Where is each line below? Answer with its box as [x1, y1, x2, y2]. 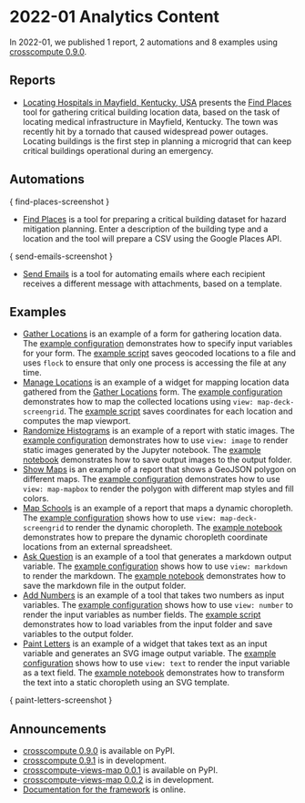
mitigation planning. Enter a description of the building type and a [22, 223, 269, 234]
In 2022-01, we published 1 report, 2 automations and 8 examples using [9, 36, 278, 47]
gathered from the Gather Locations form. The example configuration [22, 386, 283, 397]
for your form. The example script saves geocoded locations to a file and [22, 348, 296, 359]
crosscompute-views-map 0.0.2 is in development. [22, 775, 214, 786]
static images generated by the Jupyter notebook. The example [22, 445, 261, 456]
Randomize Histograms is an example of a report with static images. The [22, 426, 295, 437]
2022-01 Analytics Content [9, 6, 220, 27]
